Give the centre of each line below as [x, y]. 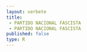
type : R [16, 39]
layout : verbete [26, 12]
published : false [28, 34]
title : [14, 17]
